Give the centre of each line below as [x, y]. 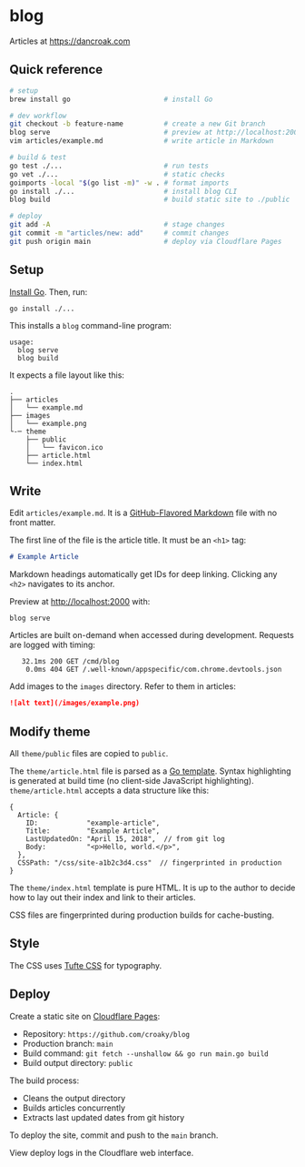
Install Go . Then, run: [49, 291]
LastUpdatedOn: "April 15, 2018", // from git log [125, 838]
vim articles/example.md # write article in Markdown [142, 141]
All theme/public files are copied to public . [89, 753]
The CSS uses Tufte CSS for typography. [86, 965]
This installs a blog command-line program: [91, 325]
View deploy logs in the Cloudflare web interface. [102, 1152]
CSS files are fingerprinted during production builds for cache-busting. [142, 915]
